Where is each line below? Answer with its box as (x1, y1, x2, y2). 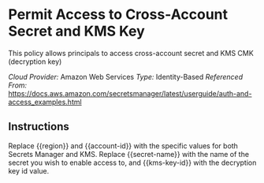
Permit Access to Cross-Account (8, 6, 229, 24)
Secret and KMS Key (8, 22, 145, 40)
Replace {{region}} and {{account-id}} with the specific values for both (8, 140, 239, 151)
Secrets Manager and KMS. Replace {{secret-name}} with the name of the (8, 149, 250, 159)
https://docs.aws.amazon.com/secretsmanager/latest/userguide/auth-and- (8, 88, 252, 98)
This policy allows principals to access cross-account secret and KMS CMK (8, 48, 254, 58)
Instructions (8, 120, 69, 133)
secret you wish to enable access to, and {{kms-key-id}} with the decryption (8, 158, 257, 167)
